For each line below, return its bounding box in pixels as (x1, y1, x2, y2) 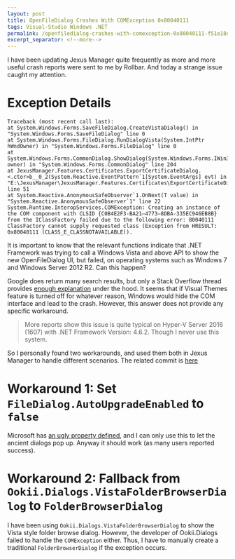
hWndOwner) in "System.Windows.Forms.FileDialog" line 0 (7, 143, 177, 150)
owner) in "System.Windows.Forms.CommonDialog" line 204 (7, 161, 177, 168)
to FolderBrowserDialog (29, 498, 163, 514)
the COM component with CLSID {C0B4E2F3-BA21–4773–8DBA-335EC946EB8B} (7, 210, 218, 217)
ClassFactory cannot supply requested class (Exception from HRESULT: (7, 222, 218, 230)
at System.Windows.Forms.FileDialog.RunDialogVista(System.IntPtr (7, 137, 205, 144)
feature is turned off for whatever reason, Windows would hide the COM (7, 292, 215, 300)
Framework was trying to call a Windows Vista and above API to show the (7, 248, 219, 257)
